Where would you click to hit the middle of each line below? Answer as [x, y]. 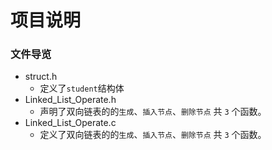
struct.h [41, 77]
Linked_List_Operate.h [70, 100]
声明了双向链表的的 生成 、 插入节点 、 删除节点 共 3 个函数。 [153, 112]
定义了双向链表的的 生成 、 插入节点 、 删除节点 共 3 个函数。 [153, 135]
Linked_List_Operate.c [70, 123]
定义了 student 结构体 [82, 88]
